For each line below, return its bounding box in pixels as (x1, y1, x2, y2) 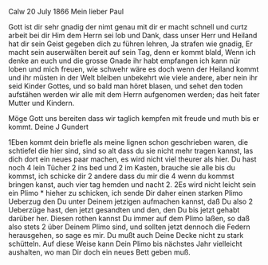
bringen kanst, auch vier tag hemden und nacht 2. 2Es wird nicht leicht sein (8, 180, 257, 189)
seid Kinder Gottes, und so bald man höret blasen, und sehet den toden (8, 81, 243, 91)
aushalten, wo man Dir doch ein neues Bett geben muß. (8, 247, 191, 257)
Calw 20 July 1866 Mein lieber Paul (8, 7, 124, 16)
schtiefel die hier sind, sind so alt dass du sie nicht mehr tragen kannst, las (8, 146, 254, 155)
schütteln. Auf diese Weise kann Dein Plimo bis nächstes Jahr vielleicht (8, 239, 242, 248)
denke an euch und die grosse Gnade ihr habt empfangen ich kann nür (8, 56, 241, 65)
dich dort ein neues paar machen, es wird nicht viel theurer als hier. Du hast (8, 154, 257, 164)
